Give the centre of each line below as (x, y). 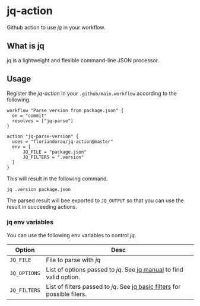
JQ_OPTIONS (25, 273)
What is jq (26, 46)
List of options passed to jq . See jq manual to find (115, 269)
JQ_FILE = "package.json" (54, 152)
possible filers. (66, 294)
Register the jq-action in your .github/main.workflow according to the (92, 93)
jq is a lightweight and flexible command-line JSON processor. (83, 60)
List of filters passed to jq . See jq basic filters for (113, 286)
